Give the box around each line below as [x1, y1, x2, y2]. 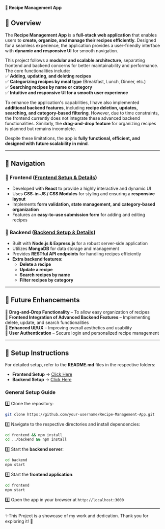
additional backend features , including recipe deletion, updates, [5, 105, 138, 110]
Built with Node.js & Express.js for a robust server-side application [12, 240, 148, 246]
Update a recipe [19, 266, 53, 272]
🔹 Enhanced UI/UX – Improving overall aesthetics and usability [5, 324, 132, 330]
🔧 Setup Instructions [5, 349, 69, 357]
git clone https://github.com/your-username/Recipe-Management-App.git [5, 412, 155, 417]
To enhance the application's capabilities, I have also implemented [5, 99, 139, 106]
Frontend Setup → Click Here [12, 371, 73, 377]
